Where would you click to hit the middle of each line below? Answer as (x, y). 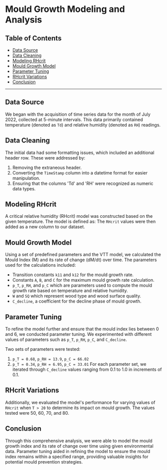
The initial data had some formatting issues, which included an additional (80, 153)
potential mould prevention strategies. (44, 462)
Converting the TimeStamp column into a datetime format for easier (80, 172)
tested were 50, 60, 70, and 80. (37, 413)
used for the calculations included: (41, 265)
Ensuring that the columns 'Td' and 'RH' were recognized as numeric (83, 183)
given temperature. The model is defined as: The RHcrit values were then (80, 222)
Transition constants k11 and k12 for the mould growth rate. (73, 275)
